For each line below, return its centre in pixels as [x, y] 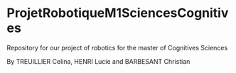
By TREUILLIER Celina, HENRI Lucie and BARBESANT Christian [98, 61]
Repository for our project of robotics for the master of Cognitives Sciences [117, 47]
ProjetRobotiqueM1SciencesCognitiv [118, 13]
